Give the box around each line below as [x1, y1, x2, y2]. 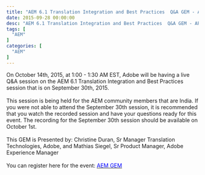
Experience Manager [6, 149, 59, 156]
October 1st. [6, 123, 37, 130]
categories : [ [6, 43, 43, 49]
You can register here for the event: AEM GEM [6, 162, 123, 169]
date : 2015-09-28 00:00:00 [6, 15, 75, 21]
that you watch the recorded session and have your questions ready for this [6, 110, 197, 117]
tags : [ [6, 26, 26, 32]
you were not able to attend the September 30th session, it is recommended [6, 103, 198, 110]
